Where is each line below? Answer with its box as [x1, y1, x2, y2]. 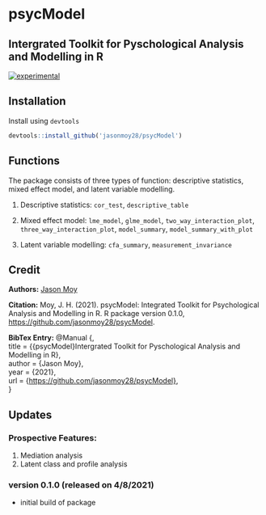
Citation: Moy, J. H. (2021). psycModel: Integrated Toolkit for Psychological [8, 300, 260, 310]
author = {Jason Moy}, [8, 359, 84, 369]
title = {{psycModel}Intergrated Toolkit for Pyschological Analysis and [8, 341, 241, 352]
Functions [8, 154, 61, 168]
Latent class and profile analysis [19, 459, 128, 469]
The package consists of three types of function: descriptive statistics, [8, 175, 244, 185]
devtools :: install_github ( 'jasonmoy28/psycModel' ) [8, 131, 183, 140]
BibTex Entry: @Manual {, [8, 333, 95, 343]
